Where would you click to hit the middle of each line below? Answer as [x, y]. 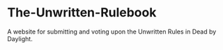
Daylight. [20, 38]
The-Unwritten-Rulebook [82, 13]
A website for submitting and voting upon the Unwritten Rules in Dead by [112, 32]
